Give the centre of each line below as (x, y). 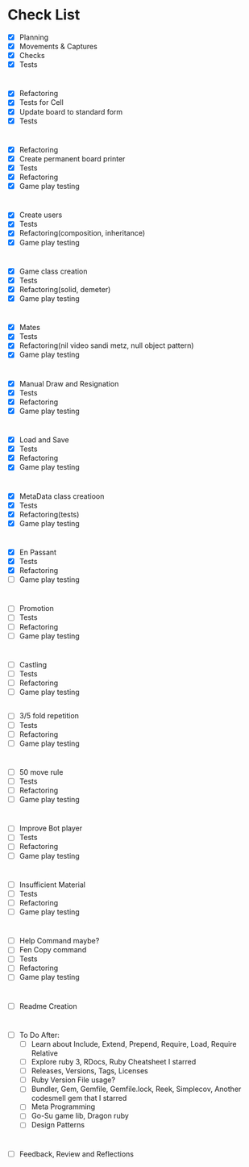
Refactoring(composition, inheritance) (82, 233)
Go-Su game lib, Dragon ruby (80, 1116)
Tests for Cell (41, 102)
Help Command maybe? (59, 941)
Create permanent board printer (72, 158)
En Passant (38, 552)
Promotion (36, 609)
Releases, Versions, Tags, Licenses (89, 1071)
